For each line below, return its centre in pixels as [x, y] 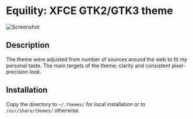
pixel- [178, 65]
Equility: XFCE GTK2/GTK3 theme [90, 11]
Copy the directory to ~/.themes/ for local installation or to [76, 104]
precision [17, 72]
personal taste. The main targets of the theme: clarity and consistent [88, 65]
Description [28, 45]
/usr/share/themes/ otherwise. [43, 110]
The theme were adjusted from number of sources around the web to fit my [97, 59]
